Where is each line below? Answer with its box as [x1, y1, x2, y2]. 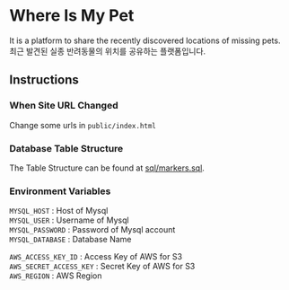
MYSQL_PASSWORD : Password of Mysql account [9, 224, 176, 235]
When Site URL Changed [9, 100, 118, 112]
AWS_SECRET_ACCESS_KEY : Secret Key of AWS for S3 [9, 261, 196, 272]
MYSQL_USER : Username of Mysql [9, 215, 129, 225]
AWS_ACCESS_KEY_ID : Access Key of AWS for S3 [9, 251, 182, 262]
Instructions [9, 73, 79, 88]
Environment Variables [9, 185, 111, 198]
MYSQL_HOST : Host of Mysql [9, 206, 109, 216]
